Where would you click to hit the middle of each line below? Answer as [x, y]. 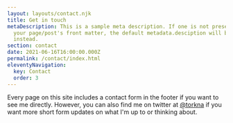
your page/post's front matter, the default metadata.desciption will [118, 33]
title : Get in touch [37, 20]
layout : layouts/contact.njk [49, 13]
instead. [26, 39]
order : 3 [26, 78]
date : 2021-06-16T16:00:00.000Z [54, 53]
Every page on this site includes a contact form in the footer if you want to [113, 97]
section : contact [32, 46]
